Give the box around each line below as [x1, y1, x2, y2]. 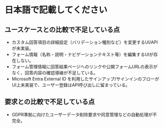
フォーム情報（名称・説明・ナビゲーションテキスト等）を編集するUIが [11, 52, 154, 57]
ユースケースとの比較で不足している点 [4, 25, 120, 34]
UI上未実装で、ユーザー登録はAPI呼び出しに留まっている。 [11, 82, 131, 88]
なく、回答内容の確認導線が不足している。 [11, 70, 98, 76]
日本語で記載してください [4, 4, 108, 16]
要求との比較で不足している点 [4, 98, 95, 106]
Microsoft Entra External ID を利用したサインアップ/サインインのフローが [11, 76, 160, 82]
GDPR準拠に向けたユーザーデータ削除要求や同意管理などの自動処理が [11, 111, 153, 117]
